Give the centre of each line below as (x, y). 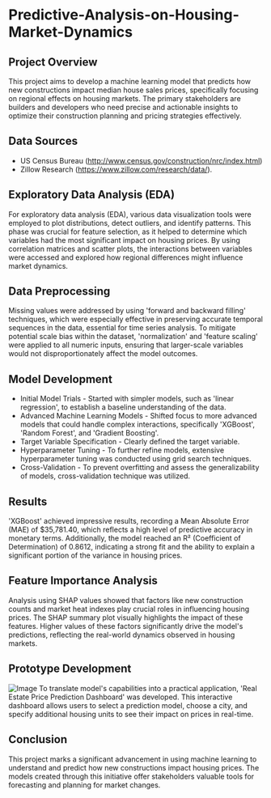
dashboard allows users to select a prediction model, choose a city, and (128, 705)
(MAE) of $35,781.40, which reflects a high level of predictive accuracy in (131, 530)
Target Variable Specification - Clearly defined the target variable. (130, 442)
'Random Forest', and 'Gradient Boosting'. (89, 433)
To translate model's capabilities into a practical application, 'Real (148, 688)
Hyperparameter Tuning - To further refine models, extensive (122, 450)
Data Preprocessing (59, 292)
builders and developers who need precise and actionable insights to (123, 107)
